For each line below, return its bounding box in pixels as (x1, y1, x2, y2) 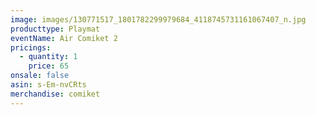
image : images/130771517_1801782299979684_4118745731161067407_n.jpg (10, 14, 307, 25)
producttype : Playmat (10, 24, 101, 34)
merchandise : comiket (10, 89, 101, 99)
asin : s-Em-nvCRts (10, 80, 87, 90)
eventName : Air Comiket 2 (10, 33, 118, 43)
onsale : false (10, 71, 70, 81)
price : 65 (28, 61, 70, 71)
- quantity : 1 (19, 52, 78, 62)
